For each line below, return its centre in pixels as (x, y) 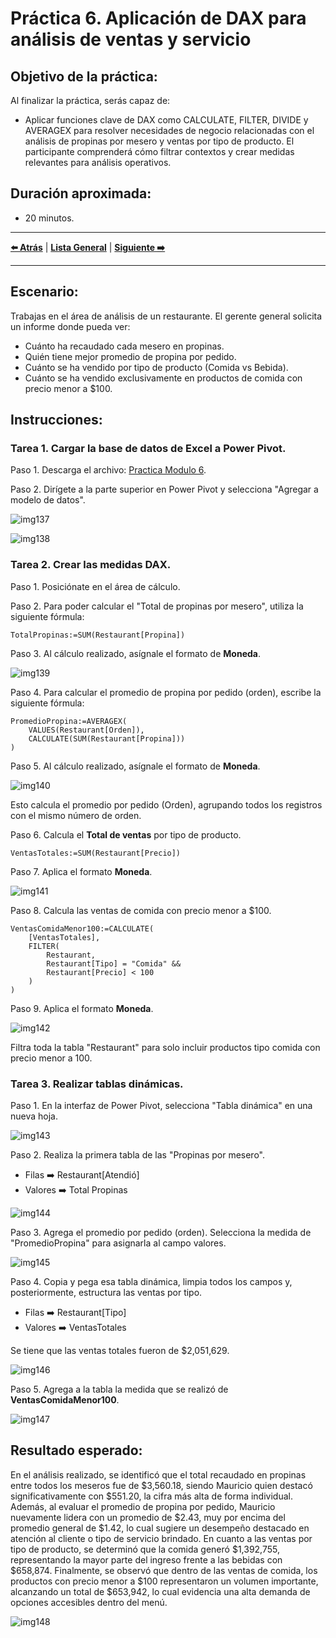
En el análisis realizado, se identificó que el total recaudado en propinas (158, 1474)
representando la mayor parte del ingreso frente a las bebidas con (146, 1559)
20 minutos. (49, 218)
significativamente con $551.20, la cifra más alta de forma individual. (151, 1496)
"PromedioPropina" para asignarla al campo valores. (118, 1243)
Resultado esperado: (76, 1450)
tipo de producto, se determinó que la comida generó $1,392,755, (145, 1549)
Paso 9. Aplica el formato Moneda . (82, 1008)
